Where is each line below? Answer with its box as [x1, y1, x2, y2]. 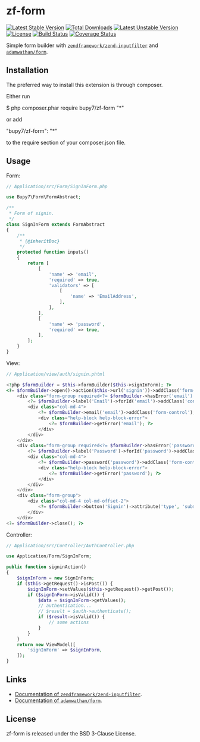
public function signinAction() [6, 564, 86, 570]
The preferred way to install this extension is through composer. [6, 81, 163, 88]
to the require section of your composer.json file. [6, 139, 126, 146]
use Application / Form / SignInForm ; [6, 553, 92, 559]
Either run [6, 92, 30, 99]
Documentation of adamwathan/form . [14, 697, 102, 704]
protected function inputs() [17, 249, 89, 255]
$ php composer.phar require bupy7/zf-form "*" [6, 104, 124, 111]
